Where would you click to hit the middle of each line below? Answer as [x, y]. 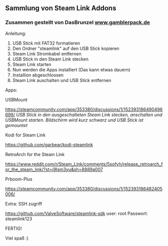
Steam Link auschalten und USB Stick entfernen [62, 80]
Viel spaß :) [17, 238]
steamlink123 [19, 218]
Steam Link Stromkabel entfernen [47, 53]
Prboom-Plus [19, 179]
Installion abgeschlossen [38, 75]
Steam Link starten [32, 64]
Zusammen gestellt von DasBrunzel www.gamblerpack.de [77, 22]
